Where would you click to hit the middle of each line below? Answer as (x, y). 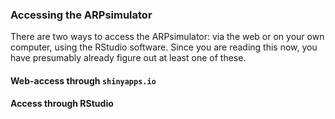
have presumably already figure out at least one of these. (128, 58)
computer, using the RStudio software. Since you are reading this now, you (164, 47)
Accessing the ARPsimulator (81, 15)
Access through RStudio (62, 104)
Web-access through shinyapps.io (83, 80)
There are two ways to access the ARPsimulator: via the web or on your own (167, 37)
